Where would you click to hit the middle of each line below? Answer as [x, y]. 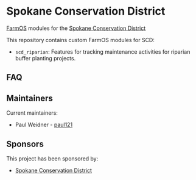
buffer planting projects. [45, 58]
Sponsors [25, 144]
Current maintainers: [32, 113]
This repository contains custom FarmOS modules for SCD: [81, 40]
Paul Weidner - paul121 [44, 125]
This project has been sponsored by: [52, 158]
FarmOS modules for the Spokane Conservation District [76, 28]
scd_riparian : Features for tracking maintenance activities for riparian [103, 52]
